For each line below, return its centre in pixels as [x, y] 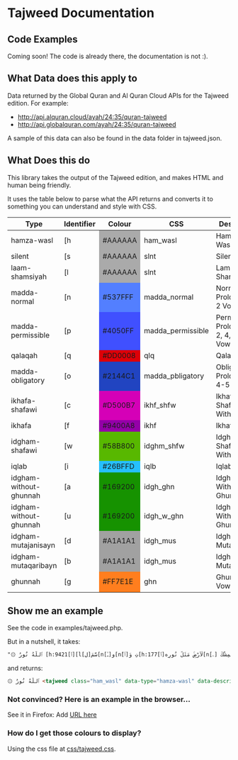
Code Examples [42, 39]
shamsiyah [29, 276]
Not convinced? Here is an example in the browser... [99, 700]
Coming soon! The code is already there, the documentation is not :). [108, 56]
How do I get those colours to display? [74, 733]
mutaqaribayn [34, 565]
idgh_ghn [159, 486]
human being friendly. [39, 185]
